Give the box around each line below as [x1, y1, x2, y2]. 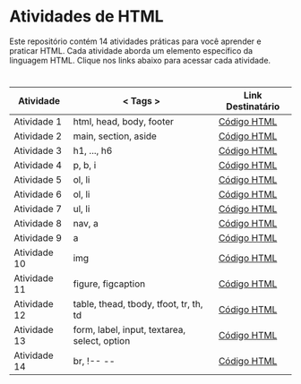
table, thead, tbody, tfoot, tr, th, [73, 298, 203, 311]
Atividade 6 [13, 188, 63, 201]
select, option [73, 335, 131, 347]
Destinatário [226, 100, 280, 113]
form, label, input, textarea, [73, 324, 186, 337]
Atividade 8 [13, 218, 63, 230]
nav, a [73, 218, 99, 230]
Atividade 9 [13, 232, 63, 244]
